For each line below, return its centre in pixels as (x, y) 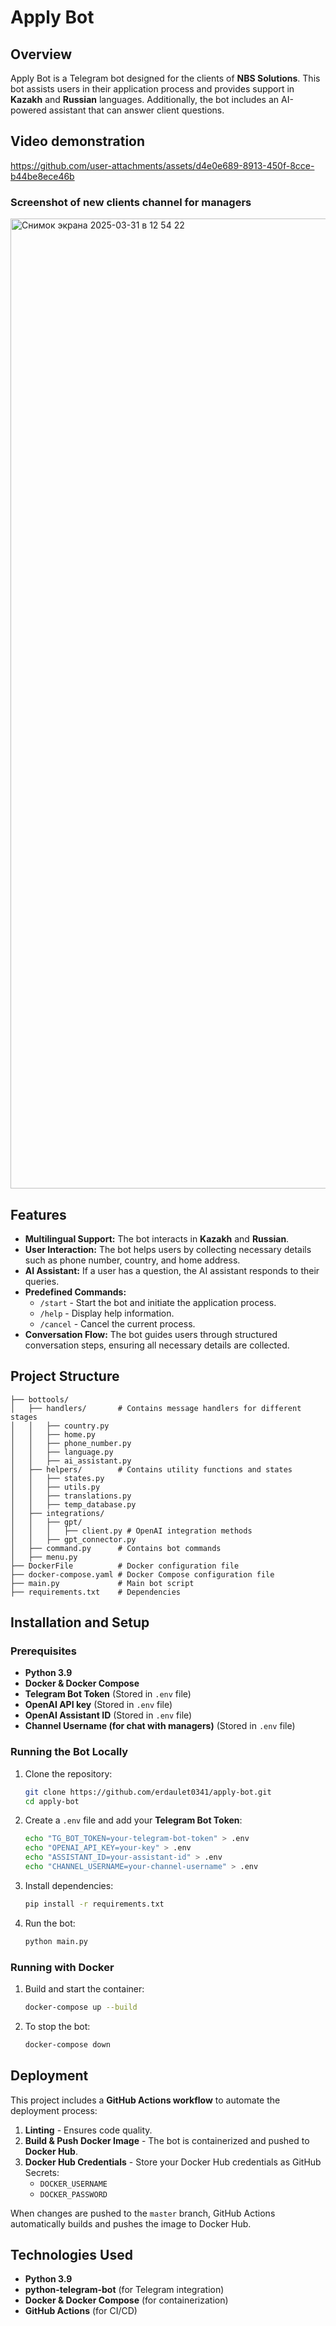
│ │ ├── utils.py (55, 1487)
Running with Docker (62, 1967)
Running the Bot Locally (69, 1752)
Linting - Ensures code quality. (88, 2130)
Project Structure (65, 1376)
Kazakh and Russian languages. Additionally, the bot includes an (145, 99)
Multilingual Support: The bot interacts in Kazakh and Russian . (157, 1238)
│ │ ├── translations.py (71, 1496)
